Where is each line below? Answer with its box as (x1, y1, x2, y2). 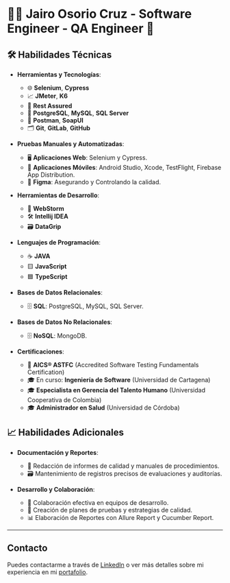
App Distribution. (27, 171, 75, 179)
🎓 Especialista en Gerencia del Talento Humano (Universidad (27, 386, 205, 394)
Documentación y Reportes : (16, 448, 99, 456)
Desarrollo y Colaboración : (16, 485, 95, 493)
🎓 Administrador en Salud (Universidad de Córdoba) (27, 404, 180, 412)
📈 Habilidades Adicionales (7, 427, 125, 438)
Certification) (27, 368, 65, 376)
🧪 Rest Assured (27, 102, 73, 110)
